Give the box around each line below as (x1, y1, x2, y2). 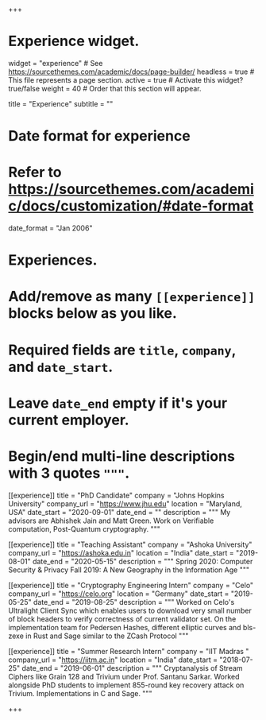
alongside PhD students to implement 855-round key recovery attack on (8, 680, 245, 690)
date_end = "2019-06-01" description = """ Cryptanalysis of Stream (21, 663, 244, 672)
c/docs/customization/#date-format (8, 197, 254, 215)
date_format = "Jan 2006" (8, 223, 93, 233)
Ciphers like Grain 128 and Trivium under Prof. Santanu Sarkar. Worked (8, 672, 240, 681)
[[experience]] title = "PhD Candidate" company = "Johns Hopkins (8, 490, 225, 500)
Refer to (8, 164, 62, 181)
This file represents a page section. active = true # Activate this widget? (8, 75, 244, 84)
